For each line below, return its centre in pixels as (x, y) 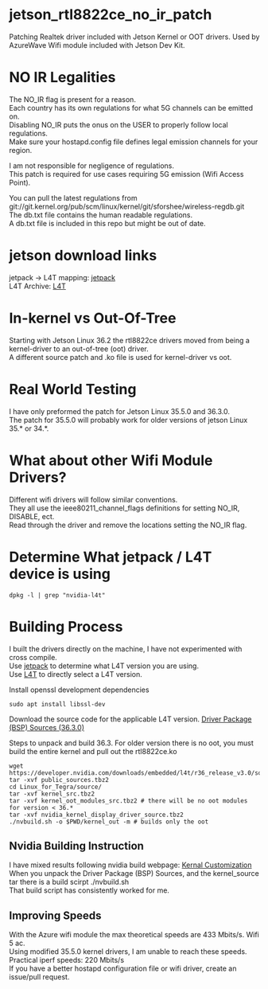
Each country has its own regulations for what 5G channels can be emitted (131, 107)
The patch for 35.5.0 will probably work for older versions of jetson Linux (128, 420)
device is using (60, 574)
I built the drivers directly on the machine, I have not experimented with (126, 649)
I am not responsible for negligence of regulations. (91, 166)
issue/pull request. (39, 977)
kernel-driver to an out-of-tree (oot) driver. (79, 349)
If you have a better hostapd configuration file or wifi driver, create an (123, 968)
